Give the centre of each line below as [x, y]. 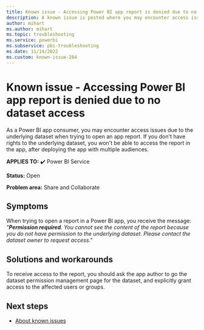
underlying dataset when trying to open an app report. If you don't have [96, 136]
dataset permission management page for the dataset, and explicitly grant [99, 281]
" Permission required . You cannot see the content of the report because [98, 227]
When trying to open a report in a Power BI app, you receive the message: [99, 221]
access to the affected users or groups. [56, 287]
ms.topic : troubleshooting [40, 35]
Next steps [27, 306]
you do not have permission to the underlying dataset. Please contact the [98, 234]
